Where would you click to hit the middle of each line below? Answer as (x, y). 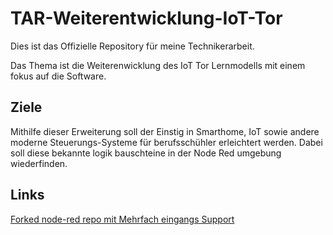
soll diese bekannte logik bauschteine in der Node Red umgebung (146, 153)
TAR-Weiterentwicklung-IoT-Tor (146, 18)
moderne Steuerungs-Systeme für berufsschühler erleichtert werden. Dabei (166, 142)
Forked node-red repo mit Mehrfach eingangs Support (122, 219)
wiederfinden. (39, 163)
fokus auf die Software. (58, 76)
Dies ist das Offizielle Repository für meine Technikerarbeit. (132, 46)
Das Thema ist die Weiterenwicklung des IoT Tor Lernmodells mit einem (158, 65)
